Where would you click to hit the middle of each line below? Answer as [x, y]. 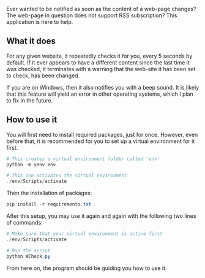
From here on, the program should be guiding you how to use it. [87, 268]
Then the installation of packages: [49, 193]
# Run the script [28, 250]
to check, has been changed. [43, 75]
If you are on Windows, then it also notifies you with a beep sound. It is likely [103, 87]
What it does [31, 41]
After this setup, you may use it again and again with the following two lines [102, 216]
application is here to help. [40, 22]
